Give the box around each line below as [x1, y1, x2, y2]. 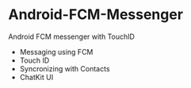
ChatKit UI [19, 72, 54, 82]
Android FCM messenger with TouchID [8, 32, 135, 41]
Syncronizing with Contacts [19, 63, 110, 73]
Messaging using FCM [19, 47, 94, 56]
